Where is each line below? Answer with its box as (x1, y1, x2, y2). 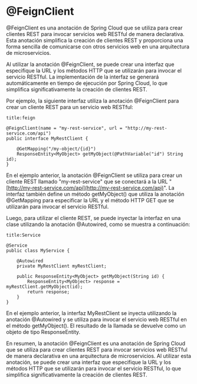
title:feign (6, 114, 35, 121)
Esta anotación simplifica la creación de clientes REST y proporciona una (6, 37, 183, 44)
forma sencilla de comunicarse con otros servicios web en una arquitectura (6, 43, 190, 50)
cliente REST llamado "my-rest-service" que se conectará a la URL (6, 178, 168, 185)
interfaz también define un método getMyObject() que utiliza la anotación (6, 191, 185, 198)
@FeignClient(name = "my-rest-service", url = (6, 125, 123, 131)
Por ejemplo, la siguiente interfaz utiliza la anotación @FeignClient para (6, 97, 179, 104)
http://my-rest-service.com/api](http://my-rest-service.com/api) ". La (8, 184, 175, 191)
